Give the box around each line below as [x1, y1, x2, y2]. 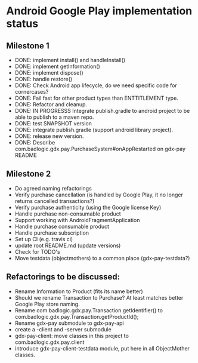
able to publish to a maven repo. [14, 113, 94, 121]
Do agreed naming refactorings [14, 184, 92, 192]
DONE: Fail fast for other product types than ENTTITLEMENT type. [14, 94, 179, 101]
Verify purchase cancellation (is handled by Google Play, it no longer [14, 191, 183, 198]
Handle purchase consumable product [14, 223, 109, 230]
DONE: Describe [14, 139, 55, 146]
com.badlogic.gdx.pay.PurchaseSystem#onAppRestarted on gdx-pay [14, 145, 186, 152]
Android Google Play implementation [6, 4, 193, 18]
